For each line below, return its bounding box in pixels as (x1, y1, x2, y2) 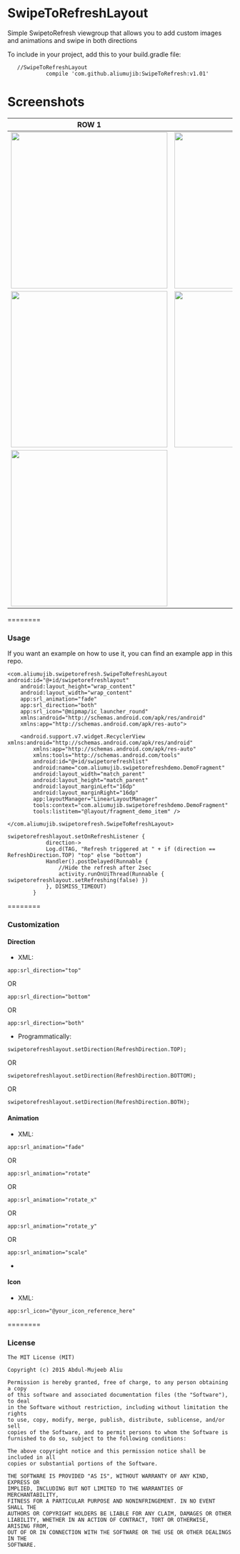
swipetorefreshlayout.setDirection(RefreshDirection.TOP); (7, 1046, 187, 1053)
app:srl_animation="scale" (7, 1248, 88, 1256)
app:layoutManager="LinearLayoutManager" (33, 796, 159, 803)
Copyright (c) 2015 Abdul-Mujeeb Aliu (7, 1366, 123, 1373)
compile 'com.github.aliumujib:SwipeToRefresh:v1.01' (45, 70, 209, 77)
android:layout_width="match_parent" (33, 771, 145, 778)
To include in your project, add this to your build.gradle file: (7, 50, 181, 59)
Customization (7, 920, 60, 930)
